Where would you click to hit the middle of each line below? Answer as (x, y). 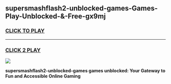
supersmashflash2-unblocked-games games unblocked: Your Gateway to (85, 70)
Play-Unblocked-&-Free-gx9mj (55, 17)
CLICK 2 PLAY (23, 50)
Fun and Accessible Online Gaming (43, 76)
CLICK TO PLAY (25, 31)
